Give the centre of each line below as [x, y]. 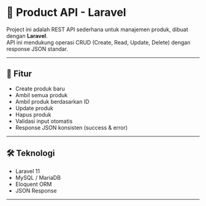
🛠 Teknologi [31, 153]
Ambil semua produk [41, 95]
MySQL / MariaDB [38, 177]
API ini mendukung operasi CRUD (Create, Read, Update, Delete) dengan [98, 42]
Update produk [34, 108]
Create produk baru [40, 89]
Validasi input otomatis [44, 121]
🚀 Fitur [19, 74]
